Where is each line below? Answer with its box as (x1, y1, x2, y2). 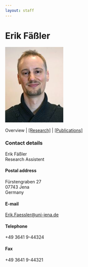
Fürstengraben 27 (5, 179, 42, 185)
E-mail (5, 201, 19, 207)
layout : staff (5, 8, 35, 13)
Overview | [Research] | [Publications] (5, 127, 83, 133)
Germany (5, 189, 24, 195)
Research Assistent (5, 156, 44, 162)
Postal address (5, 167, 37, 174)
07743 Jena (5, 184, 30, 190)
